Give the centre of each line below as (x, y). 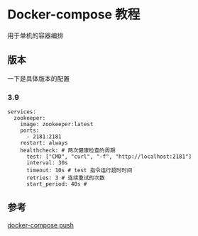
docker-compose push (41, 225)
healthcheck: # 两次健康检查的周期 (68, 151)
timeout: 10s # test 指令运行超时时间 (79, 171)
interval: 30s (47, 163)
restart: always (44, 143)
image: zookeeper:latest (57, 125)
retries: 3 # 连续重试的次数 (65, 178)
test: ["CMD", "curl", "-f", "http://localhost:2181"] (109, 157)
